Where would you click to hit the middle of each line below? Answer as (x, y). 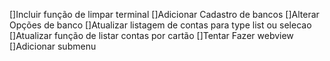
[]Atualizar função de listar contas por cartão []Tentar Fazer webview (151, 35)
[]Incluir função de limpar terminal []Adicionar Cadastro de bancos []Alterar (164, 14)
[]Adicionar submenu (53, 46)
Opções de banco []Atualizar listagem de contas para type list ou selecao (160, 25)
